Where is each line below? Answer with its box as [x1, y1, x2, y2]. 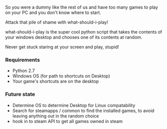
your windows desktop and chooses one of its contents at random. [5, 34, 143, 40]
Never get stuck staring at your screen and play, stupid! [5, 44, 120, 49]
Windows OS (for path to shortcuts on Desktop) [12, 73, 111, 79]
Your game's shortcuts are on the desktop [12, 78, 99, 84]
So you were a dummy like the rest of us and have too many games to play [5, 4, 159, 10]
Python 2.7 [12, 67, 35, 74]
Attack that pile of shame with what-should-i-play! [5, 19, 109, 25]
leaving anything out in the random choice [12, 112, 99, 119]
